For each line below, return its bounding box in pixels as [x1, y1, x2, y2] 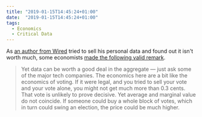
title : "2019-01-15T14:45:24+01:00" [6, 8, 98, 15]
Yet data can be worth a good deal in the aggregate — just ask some [21, 65, 192, 73]
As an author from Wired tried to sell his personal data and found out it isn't [6, 47, 194, 55]
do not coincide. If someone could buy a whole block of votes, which [21, 97, 193, 105]
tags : [6, 20, 20, 26]
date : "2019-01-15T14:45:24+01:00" [6, 14, 98, 20]
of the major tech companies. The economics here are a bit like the [21, 72, 188, 79]
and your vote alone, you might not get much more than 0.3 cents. [21, 85, 186, 92]
